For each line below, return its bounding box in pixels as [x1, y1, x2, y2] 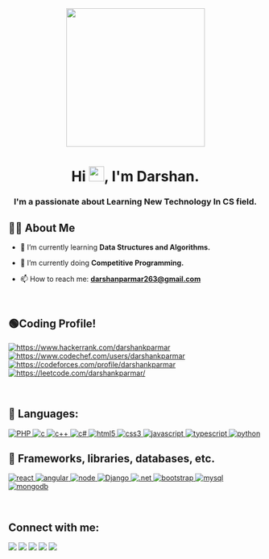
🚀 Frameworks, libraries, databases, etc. [8, 451, 215, 466]
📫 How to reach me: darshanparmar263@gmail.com [19, 274, 201, 284]
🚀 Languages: [8, 407, 79, 421]
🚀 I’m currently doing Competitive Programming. [19, 258, 184, 267]
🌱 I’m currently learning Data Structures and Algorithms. [19, 242, 211, 252]
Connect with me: [8, 520, 100, 534]
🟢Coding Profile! [8, 317, 97, 331]
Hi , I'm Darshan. [71, 168, 200, 186]
